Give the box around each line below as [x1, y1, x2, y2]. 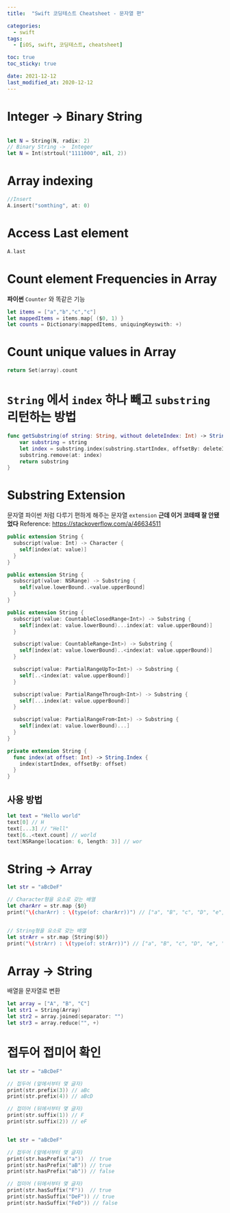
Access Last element [7, 226, 129, 241]
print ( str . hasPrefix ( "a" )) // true [7, 1155, 112, 1162]
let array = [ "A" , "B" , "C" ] [7, 1000, 90, 1007]
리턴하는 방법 [7, 410, 77, 425]
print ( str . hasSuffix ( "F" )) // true [7, 1187, 112, 1194]
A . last [7, 248, 26, 255]
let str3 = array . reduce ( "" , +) [7, 1020, 99, 1026]
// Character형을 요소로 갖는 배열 [7, 896, 96, 903]
